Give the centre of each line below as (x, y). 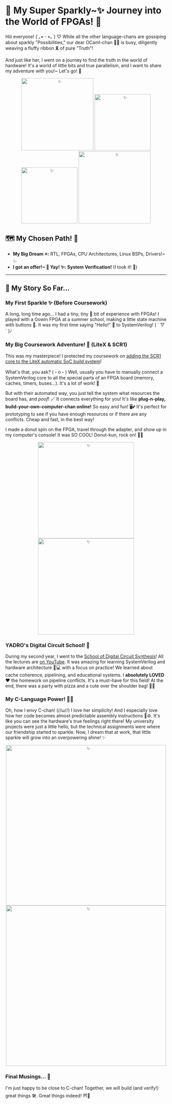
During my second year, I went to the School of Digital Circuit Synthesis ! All (84, 656)
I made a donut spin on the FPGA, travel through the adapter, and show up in (86, 429)
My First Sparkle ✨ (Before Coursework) (56, 303)
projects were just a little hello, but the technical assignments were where (83, 727)
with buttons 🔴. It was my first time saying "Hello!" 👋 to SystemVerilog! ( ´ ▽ (85, 325)
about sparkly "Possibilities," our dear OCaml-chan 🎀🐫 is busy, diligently (81, 42)
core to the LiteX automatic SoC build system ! (53, 361)
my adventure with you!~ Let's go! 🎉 (44, 71)
